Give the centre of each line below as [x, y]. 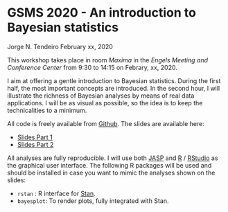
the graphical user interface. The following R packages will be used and [109, 165]
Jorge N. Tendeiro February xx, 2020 [60, 46]
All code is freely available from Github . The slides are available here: [106, 123]
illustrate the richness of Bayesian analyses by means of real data [101, 96]
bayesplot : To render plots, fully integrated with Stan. [93, 201]
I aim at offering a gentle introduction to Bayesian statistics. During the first [114, 80]
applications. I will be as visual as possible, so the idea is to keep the [105, 103]
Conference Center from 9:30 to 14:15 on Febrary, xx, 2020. [93, 67]
